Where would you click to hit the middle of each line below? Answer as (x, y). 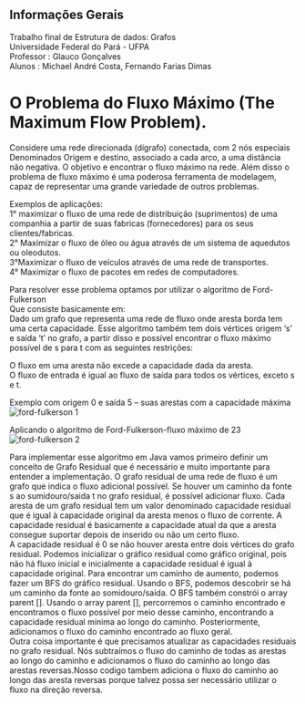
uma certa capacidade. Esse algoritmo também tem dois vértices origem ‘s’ (151, 328)
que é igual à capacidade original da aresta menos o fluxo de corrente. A (146, 515)
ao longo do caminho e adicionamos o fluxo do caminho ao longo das (140, 660)
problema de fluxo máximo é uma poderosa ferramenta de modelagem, (143, 176)
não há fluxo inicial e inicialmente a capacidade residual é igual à (131, 564)
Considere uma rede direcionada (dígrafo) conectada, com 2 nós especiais (150, 147)
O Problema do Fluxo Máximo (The (142, 103)
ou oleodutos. (36, 252)
